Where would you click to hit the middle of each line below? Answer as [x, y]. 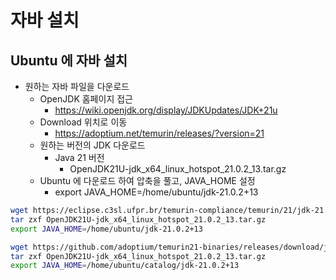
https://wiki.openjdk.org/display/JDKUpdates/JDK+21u [166, 110]
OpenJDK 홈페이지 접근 [86, 99]
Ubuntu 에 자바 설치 [69, 60]
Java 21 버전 [79, 157]
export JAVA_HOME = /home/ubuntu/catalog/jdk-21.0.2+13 [125, 266]
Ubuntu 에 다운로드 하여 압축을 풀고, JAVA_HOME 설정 [147, 180]
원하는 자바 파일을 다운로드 [77, 86]
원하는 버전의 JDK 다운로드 [92, 145]
